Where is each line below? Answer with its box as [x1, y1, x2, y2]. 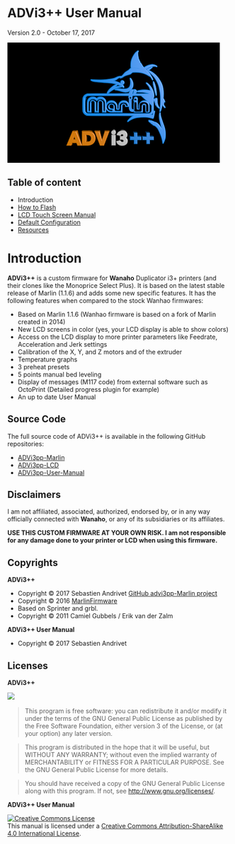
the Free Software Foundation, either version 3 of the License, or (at [24, 722, 223, 730]
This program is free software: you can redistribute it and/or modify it [24, 706, 227, 715]
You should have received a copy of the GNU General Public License [24, 779, 225, 787]
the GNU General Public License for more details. [24, 765, 168, 774]
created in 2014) [17, 317, 66, 326]
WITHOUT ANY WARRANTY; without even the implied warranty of [24, 750, 217, 758]
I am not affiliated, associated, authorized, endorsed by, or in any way [7, 507, 210, 516]
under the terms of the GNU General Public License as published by [24, 714, 223, 722]
